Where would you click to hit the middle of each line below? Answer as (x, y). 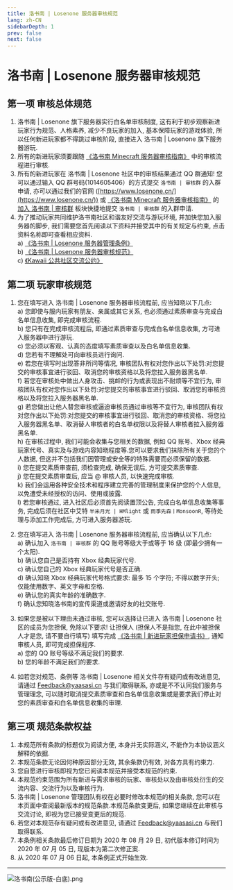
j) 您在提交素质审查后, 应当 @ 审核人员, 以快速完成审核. (96, 476)
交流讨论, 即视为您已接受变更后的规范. (71, 814)
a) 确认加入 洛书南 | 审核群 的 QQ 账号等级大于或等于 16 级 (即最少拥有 (116, 543)
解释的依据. (33, 753)
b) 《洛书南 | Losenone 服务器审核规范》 (75, 252)
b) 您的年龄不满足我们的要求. (59, 662)
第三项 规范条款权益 (49, 727)
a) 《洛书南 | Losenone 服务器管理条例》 (75, 243)
